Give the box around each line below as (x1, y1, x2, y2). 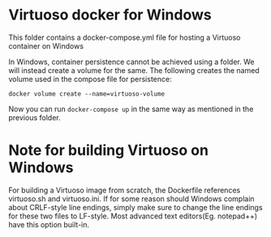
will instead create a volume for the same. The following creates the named (8, 65, 260, 75)
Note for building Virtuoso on (8, 141, 209, 160)
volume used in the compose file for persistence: (8, 74, 172, 84)
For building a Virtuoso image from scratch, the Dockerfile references (8, 185, 241, 195)
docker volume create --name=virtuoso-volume (8, 89, 165, 98)
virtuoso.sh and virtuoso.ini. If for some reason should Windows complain (8, 193, 255, 204)
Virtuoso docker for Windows (8, 6, 213, 24)
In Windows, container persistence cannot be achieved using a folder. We (8, 57, 255, 67)
